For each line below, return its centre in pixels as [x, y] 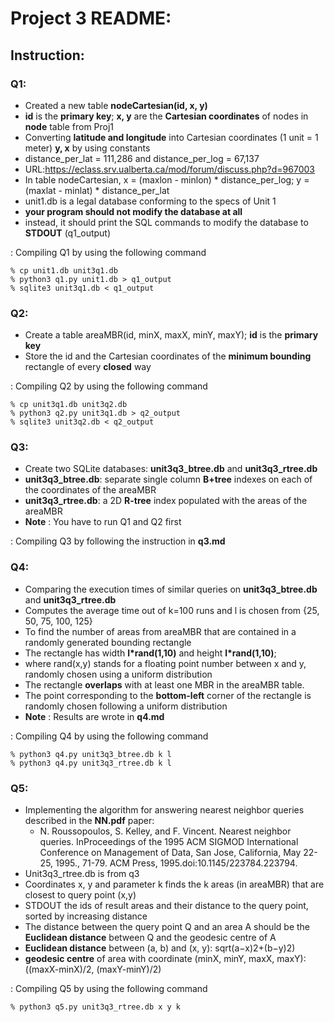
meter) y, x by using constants [87, 148]
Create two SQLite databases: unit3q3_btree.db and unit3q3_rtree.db [171, 469]
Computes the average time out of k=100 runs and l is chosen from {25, [172, 610]
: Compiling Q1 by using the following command [108, 252]
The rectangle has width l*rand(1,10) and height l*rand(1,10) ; [150, 653]
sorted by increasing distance [86, 916]
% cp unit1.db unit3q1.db [64, 270]
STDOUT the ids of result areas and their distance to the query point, [166, 906]
